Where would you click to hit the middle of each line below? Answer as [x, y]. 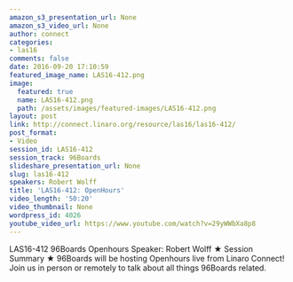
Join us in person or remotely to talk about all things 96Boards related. [138, 268]
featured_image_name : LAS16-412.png [77, 75]
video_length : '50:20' [51, 199]
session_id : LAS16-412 [51, 149]
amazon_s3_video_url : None [59, 26]
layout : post [33, 116]
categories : [31, 42]
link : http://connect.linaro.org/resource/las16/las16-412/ [123, 125]
